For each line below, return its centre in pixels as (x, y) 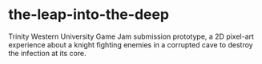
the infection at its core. (47, 53)
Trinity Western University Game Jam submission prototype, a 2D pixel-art (131, 36)
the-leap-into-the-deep (89, 15)
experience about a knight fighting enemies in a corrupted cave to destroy (131, 44)
